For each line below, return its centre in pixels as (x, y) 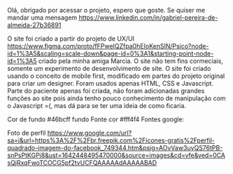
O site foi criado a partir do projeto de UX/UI (71, 39)
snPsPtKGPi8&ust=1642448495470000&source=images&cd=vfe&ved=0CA (116, 155)
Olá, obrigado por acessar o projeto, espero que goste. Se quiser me (106, 10)
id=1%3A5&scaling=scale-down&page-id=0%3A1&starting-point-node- (111, 53)
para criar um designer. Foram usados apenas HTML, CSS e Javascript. (111, 83)
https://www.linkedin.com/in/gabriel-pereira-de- (148, 18)
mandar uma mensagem (42, 18)
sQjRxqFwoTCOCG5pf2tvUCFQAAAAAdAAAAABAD (82, 163)
